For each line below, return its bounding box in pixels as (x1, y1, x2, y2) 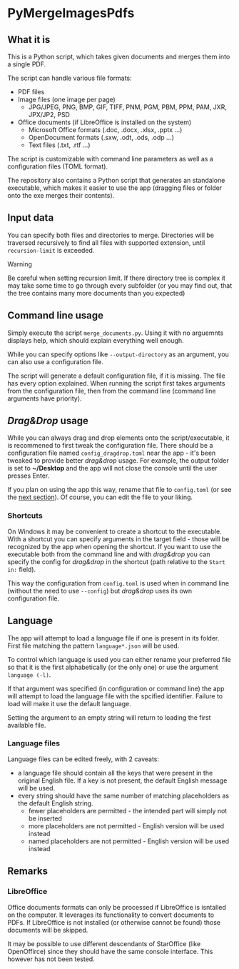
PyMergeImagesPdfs (7, 5, 135, 21)
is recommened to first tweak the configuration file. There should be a (7, 441, 213, 450)
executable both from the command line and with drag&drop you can (7, 550, 210, 558)
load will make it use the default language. (7, 699, 132, 708)
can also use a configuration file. (7, 357, 103, 366)
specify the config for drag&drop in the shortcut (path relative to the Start (7, 557, 226, 566)
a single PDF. (7, 60, 46, 69)
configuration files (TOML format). (7, 162, 108, 171)
